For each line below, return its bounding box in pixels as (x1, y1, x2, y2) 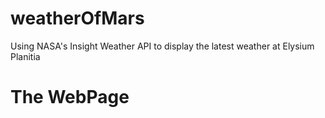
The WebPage (10, 86, 130, 109)
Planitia (10, 50, 41, 62)
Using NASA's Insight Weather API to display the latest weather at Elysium (10, 40, 315, 52)
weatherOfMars (10, 7, 145, 30)
